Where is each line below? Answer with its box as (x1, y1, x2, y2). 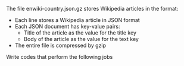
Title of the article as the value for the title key (23, 29, 137, 36)
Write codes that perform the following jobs (6, 54, 113, 60)
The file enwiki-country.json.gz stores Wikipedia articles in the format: (6, 5, 179, 12)
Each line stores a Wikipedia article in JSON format (14, 17, 140, 23)
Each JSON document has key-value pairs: (14, 23, 120, 30)
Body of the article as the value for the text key (23, 36, 139, 42)
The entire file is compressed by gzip (14, 42, 106, 49)
